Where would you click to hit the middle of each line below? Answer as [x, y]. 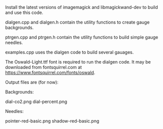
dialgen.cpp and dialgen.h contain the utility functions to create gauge [77, 22]
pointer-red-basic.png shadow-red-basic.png [52, 121]
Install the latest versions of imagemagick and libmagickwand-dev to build [82, 7]
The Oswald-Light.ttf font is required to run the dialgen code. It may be [78, 62]
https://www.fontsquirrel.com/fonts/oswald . [50, 72]
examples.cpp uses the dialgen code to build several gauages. [69, 52]
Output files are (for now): [32, 82]
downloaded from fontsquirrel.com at [43, 67]
